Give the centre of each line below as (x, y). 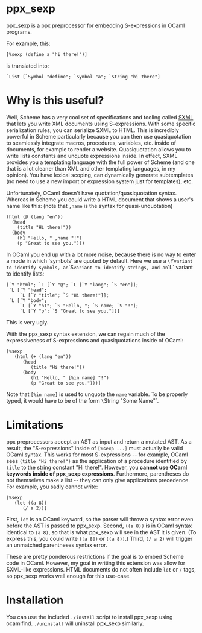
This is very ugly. (27, 322)
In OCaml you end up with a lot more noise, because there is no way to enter (101, 254)
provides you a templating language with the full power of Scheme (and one (100, 162)
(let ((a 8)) (30, 503)
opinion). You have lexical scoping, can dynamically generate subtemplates (100, 175)
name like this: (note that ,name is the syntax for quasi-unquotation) (90, 206)
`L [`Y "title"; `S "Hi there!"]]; (65, 295)
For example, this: (28, 43)
